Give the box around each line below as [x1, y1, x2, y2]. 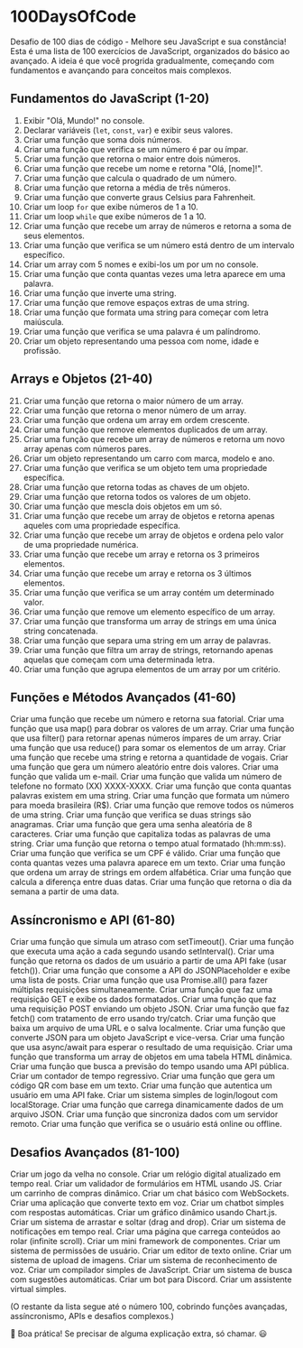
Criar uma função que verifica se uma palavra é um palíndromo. [23, 326, 261, 337]
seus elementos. [23, 230, 85, 241]
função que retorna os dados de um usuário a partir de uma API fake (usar [10, 956, 287, 966]
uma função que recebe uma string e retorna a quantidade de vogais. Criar [10, 752, 289, 763]
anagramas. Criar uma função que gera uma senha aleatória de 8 [10, 819, 252, 830]
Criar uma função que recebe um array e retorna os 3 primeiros [23, 549, 260, 559]
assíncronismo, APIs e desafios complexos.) [10, 1311, 175, 1321]
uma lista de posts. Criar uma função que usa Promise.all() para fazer [10, 974, 269, 985]
